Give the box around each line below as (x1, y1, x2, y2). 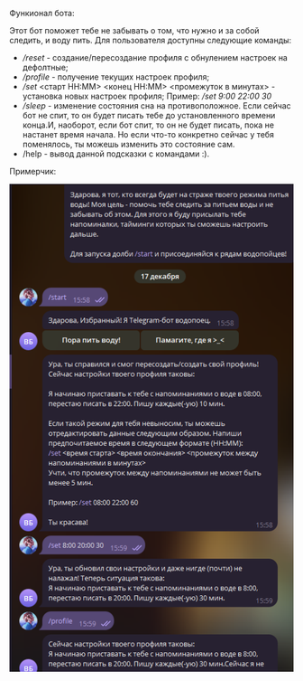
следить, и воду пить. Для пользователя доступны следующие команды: (9, 35, 292, 45)
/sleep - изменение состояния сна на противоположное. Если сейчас (22, 100, 291, 111)
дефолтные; (22, 62, 69, 72)
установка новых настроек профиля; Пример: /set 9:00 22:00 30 (22, 90, 272, 101)
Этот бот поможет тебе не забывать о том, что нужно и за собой (9, 25, 260, 35)
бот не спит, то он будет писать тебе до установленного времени (22, 110, 276, 120)
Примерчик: (9, 166, 57, 176)
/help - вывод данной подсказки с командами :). (22, 148, 210, 159)
